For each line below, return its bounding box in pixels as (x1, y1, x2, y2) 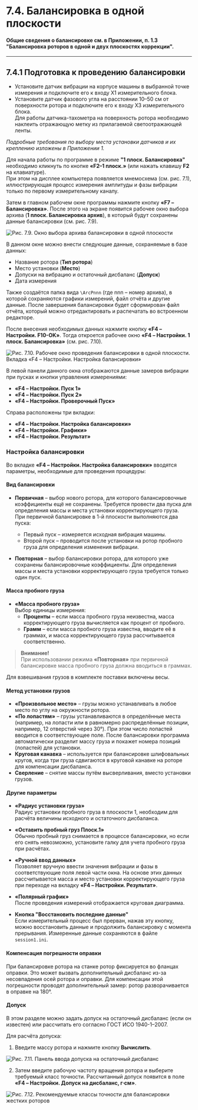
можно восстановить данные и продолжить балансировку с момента (14, 924, 192, 931)
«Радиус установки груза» (14, 802, 85, 810)
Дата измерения (14, 277, 57, 284)
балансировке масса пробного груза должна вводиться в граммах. (20, 662, 192, 669)
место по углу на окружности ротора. (14, 707, 111, 714)
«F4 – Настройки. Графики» (14, 427, 87, 434)
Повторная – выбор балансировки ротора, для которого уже (14, 555, 169, 562)
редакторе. (6, 314, 35, 321)
